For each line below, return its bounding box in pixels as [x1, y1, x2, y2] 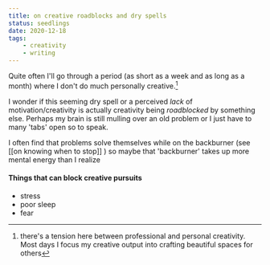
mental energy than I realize [8, 154, 100, 165]
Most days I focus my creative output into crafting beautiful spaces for [19, 239, 253, 249]
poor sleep [19, 199, 56, 209]
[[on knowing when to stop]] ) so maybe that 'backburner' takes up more [8, 146, 250, 156]
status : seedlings [8, 19, 70, 27]
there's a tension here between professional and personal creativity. [19, 230, 246, 241]
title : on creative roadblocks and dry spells [8, 11, 167, 20]
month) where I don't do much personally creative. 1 [8, 79, 178, 91]
